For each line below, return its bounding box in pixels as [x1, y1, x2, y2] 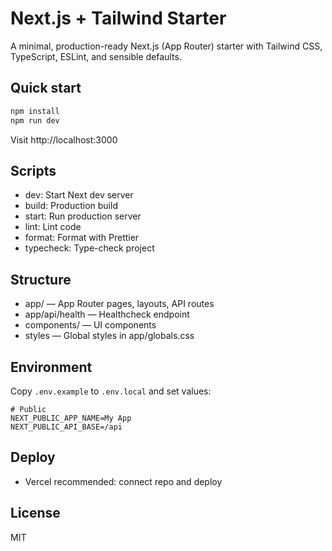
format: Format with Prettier [24, 232, 140, 244]
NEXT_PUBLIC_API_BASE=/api [10, 422, 123, 432]
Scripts [10, 162, 57, 179]
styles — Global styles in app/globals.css [24, 330, 195, 342]
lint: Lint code [24, 221, 82, 233]
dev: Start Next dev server [24, 189, 134, 201]
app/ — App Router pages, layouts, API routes [24, 298, 215, 310]
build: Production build [24, 200, 118, 212]
